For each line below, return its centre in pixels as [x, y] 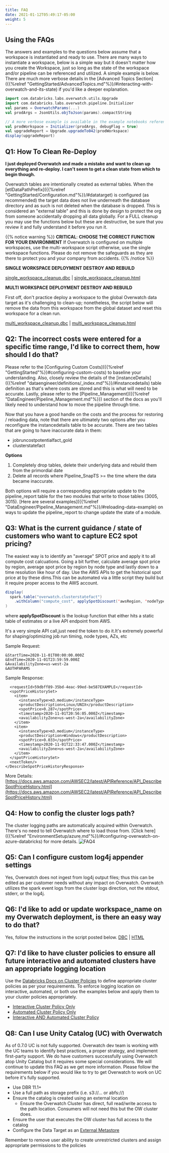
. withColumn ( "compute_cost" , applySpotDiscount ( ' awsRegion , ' [81, 601]
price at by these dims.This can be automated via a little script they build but [84, 578]
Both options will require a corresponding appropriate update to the [75, 491]
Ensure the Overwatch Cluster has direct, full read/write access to [88, 1104]
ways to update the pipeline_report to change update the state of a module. [83, 512]
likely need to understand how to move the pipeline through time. [72, 405]
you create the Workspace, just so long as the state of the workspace [77, 68]
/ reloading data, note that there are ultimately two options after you [75, 420]
